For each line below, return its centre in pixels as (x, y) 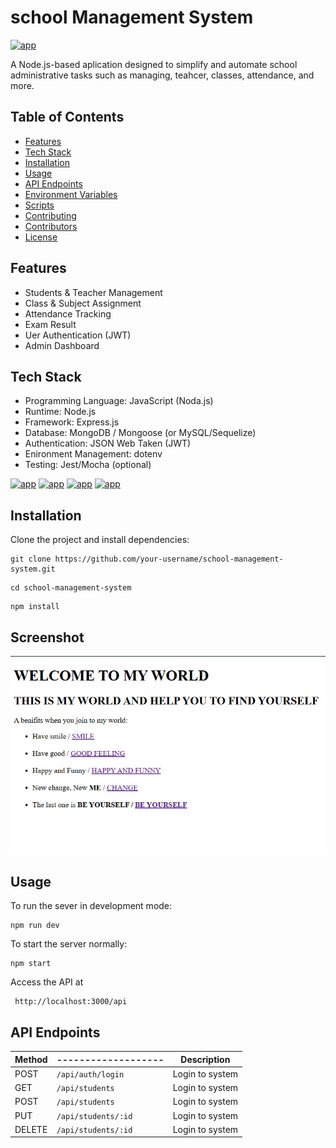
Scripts (39, 205)
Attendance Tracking (68, 313)
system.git (33, 569)
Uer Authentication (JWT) (78, 335)
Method (31, 1059)
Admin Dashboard (62, 345)
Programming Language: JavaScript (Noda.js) (119, 401)
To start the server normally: (69, 944)
